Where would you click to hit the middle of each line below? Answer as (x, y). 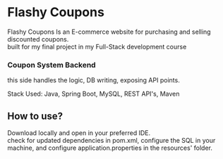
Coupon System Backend (52, 65)
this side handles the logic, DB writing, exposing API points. (94, 80)
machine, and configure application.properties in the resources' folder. (110, 148)
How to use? (35, 116)
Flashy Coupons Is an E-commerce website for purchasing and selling (109, 32)
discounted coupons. (38, 39)
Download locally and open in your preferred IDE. (79, 133)
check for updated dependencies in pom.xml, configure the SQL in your (111, 141)
